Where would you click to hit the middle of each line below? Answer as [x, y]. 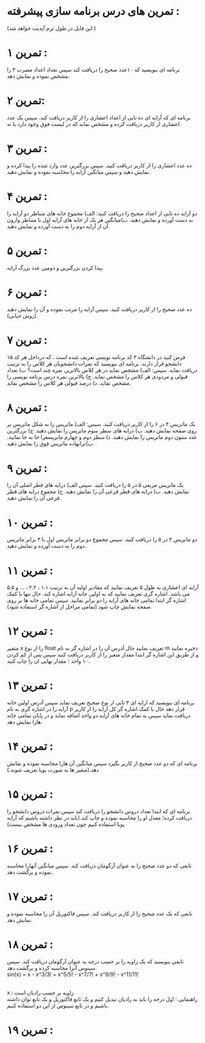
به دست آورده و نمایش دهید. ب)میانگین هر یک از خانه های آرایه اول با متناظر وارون [100, 220]
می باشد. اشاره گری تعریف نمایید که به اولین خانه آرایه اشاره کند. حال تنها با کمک [99, 594]
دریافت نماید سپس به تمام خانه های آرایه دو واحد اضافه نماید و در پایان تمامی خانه [99, 716]
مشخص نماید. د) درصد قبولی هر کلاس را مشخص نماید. [69, 383]
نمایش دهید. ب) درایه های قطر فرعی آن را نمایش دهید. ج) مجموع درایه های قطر [98, 492]
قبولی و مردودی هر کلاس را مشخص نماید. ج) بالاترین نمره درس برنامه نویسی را [97, 376]
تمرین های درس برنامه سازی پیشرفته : [93, 11]
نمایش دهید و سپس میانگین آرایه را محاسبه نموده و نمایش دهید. [79, 172]
